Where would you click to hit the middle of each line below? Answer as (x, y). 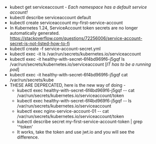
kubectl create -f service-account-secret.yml (55, 49)
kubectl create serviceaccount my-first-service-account (66, 23)
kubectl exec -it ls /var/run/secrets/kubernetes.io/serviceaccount (75, 54)
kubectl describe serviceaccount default (50, 17)
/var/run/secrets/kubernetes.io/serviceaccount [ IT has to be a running (80, 64)
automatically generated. (35, 33)
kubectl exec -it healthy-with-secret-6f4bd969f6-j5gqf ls (67, 59)
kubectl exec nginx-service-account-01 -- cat (63, 111)
